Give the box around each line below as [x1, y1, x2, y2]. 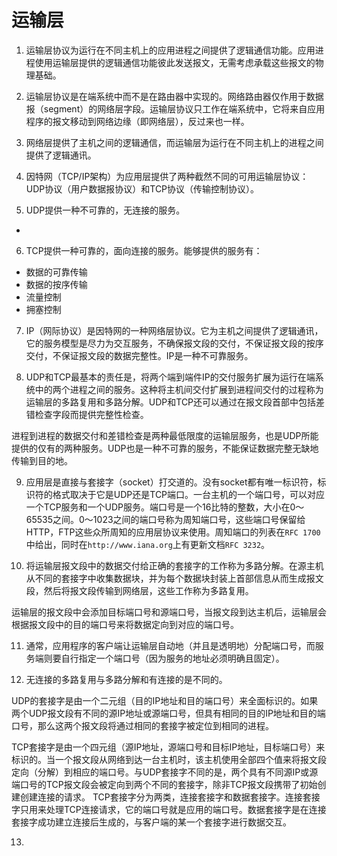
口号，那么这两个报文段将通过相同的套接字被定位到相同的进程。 [11, 719, 274, 731]
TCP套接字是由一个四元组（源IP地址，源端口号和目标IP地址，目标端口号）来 [11, 741, 326, 753]
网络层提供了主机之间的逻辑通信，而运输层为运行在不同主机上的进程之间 [25, 136, 324, 148]
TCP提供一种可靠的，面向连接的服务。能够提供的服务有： [25, 244, 263, 256]
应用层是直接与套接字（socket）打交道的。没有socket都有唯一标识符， [25, 476, 318, 488]
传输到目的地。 [11, 454, 73, 466]
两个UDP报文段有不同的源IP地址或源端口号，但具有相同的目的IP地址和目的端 [11, 707, 326, 719]
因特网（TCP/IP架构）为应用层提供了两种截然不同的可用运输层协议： [25, 170, 309, 182]
